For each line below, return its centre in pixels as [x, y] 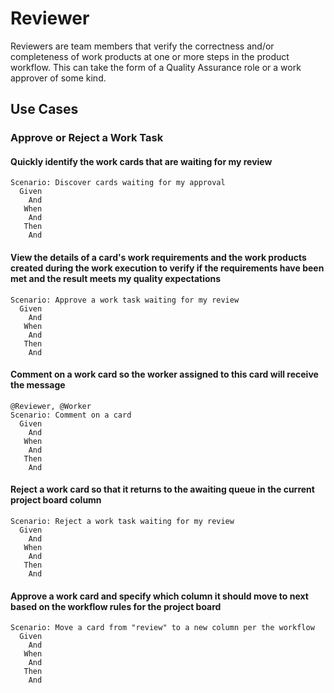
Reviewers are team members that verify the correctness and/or [142, 46]
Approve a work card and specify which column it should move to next [159, 596]
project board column [56, 500]
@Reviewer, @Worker [51, 406]
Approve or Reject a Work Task [87, 138]
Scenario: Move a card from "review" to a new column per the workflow [162, 628]
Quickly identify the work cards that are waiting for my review [141, 161]
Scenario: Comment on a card [71, 415]
